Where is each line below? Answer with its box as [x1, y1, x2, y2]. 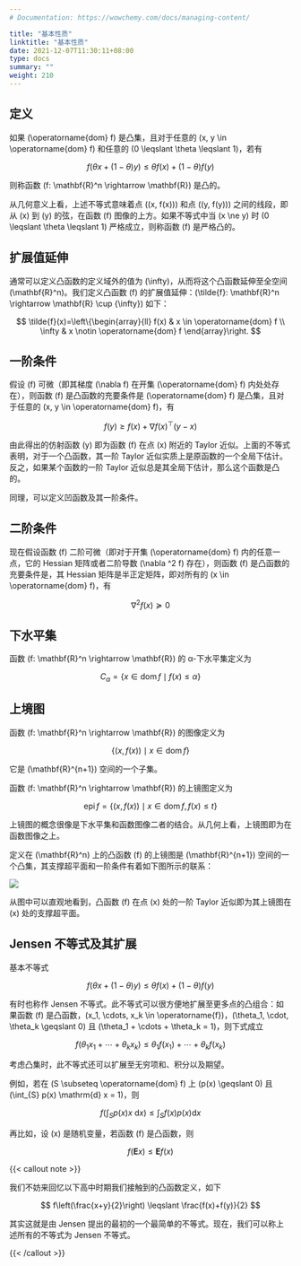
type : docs [9, 55, 50, 64]
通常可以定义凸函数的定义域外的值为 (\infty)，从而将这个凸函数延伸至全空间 [9, 275, 288, 286]
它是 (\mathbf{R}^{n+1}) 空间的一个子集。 [9, 764, 163, 774]
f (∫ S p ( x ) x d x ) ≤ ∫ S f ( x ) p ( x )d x [99, 1107, 202, 1121]
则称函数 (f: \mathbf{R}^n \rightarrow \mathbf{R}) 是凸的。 [9, 179, 226, 190]
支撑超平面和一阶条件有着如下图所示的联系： [47, 860, 213, 871]
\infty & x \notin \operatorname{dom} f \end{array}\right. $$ [39, 325, 262, 336]
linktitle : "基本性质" [9, 38, 89, 47]
